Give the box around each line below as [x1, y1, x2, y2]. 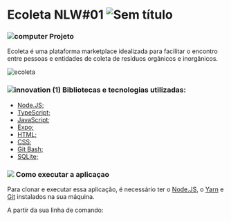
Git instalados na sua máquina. [7, 193, 95, 201]
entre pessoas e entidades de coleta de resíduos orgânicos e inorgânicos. [7, 55, 219, 63]
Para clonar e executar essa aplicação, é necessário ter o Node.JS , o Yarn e [7, 185, 224, 193]
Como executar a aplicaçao [15, 169, 109, 179]
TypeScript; [17, 108, 50, 117]
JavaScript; [17, 115, 50, 124]
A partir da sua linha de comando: [7, 206, 104, 214]
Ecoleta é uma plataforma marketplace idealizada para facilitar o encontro [7, 47, 218, 55]
